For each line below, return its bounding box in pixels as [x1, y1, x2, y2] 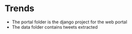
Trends [4, 3, 35, 14]
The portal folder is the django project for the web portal [11, 19, 128, 25]
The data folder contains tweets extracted [11, 24, 98, 30]
